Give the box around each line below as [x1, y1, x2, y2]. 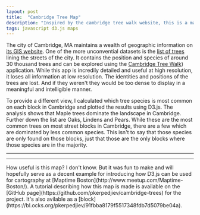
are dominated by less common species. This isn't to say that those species [6, 129, 192, 136]
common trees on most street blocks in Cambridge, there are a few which [6, 122, 187, 129]
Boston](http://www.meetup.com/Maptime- [76, 176, 183, 184]
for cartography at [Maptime [6, 176, 76, 184]
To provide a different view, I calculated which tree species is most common [6, 97, 192, 105]
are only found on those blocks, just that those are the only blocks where [6, 135, 185, 143]
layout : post [6, 8, 39, 15]
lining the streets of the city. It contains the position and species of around [6, 54, 189, 61]
